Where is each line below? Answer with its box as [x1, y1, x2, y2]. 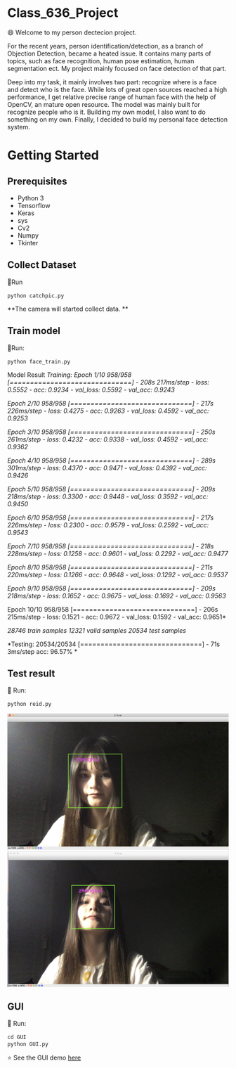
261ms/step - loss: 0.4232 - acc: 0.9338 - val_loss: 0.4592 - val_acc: [7, 435, 209, 444]
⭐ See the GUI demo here [7, 1053, 81, 1062]
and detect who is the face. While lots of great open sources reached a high [7, 85, 227, 94]
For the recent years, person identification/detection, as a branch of [7, 41, 204, 50]
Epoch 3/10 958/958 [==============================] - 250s [7, 427, 216, 436]
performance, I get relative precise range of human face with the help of [7, 93, 216, 101]
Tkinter [17, 238, 39, 247]
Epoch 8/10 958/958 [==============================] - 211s [7, 562, 213, 571]
